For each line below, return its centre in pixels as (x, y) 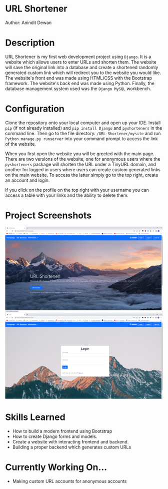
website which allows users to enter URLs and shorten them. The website (81, 62)
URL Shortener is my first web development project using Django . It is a (78, 57)
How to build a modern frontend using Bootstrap (62, 431)
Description (30, 43)
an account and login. (27, 180)
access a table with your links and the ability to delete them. (67, 195)
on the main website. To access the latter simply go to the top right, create (82, 175)
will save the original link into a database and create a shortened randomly (82, 67)
